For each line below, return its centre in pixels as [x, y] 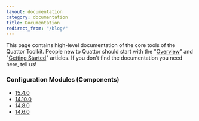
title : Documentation [33, 23]
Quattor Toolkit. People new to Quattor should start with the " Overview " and [99, 52]
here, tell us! [22, 64]
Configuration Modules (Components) [63, 80]
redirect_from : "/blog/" [37, 28]
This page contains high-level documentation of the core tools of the [91, 45]
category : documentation [37, 17]
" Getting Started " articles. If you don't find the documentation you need [94, 58]
